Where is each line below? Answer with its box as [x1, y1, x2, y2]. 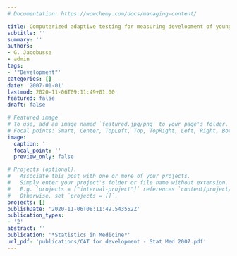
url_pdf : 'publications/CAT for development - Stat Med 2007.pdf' [7, 238, 207, 245]
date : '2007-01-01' [7, 82, 65, 89]
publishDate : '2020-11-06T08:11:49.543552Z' [7, 205, 140, 212]
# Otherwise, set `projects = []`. [7, 192, 119, 199]
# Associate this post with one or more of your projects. [7, 173, 191, 180]
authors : [7, 43, 33, 50]
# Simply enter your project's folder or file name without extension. [7, 179, 229, 186]
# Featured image [7, 114, 59, 122]
